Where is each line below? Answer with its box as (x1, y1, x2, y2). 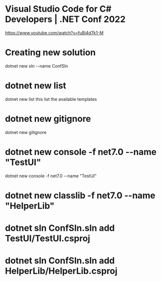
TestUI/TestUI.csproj (5, 233, 91, 244)
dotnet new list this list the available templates (5, 96, 97, 102)
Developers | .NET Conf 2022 (5, 14, 126, 25)
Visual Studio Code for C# (5, 3, 112, 15)
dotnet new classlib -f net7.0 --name (5, 190, 156, 201)
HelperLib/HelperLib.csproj (5, 265, 118, 277)
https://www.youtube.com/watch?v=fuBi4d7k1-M (5, 30, 104, 36)
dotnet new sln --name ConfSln (5, 63, 68, 69)
